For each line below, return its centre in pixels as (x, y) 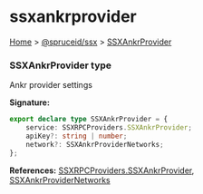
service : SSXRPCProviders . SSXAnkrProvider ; (109, 128)
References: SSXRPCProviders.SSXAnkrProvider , (102, 170)
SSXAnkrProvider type (60, 65)
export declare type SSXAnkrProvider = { (89, 120)
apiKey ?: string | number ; (77, 136)
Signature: (29, 102)
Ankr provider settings (51, 85)
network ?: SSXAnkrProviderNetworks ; (95, 144)
